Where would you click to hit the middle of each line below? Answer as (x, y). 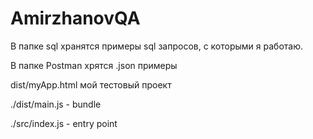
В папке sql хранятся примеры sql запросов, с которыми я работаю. (157, 46)
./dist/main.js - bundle (56, 104)
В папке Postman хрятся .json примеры (94, 65)
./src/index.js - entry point (64, 123)
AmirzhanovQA (75, 18)
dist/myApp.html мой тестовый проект (91, 84)
